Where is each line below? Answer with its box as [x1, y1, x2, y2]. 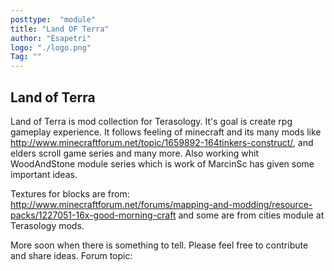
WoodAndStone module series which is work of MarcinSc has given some [10, 157, 315, 170]
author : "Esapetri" [10, 33, 92, 43]
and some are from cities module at [178, 209, 325, 221]
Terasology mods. [10, 219, 85, 231]
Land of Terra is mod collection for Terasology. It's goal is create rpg [10, 115, 293, 127]
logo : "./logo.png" [10, 42, 92, 53]
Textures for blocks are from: [10, 187, 130, 200]
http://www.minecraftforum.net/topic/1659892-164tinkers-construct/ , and [10, 136, 314, 148]
